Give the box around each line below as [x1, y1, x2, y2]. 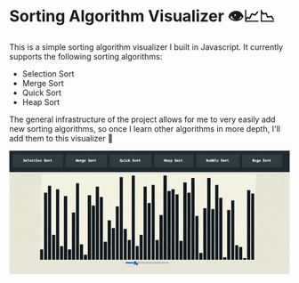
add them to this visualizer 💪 [9, 133, 114, 143]
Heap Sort [21, 96, 61, 107]
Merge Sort [21, 77, 64, 88]
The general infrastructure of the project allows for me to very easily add [9, 114, 276, 125]
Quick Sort [21, 87, 62, 98]
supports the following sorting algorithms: [9, 51, 163, 61]
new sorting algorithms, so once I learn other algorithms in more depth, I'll [9, 123, 280, 133]
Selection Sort [21, 68, 75, 79]
